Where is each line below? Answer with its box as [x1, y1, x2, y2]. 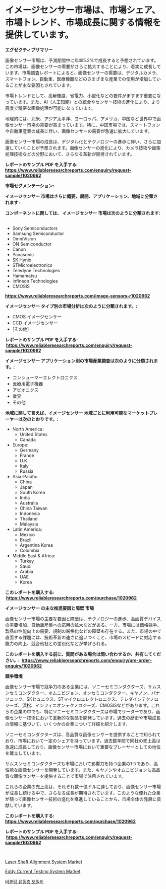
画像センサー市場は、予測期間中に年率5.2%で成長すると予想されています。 [5, 57, 159, 63]
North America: [12, 426, 44, 432]
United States [19, 431, 48, 437]
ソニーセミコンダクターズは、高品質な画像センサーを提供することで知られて [5, 731, 161, 738]
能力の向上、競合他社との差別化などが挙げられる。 [5, 640, 110, 646]
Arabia [19, 568, 34, 574]
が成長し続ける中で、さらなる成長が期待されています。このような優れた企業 [5, 790, 161, 796]
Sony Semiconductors [12, 225, 58, 231]
